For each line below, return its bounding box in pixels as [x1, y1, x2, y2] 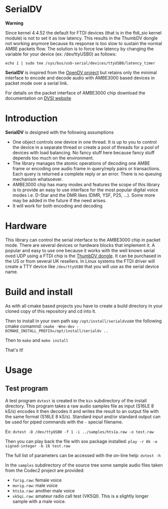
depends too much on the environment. [12, 155, 94, 161]
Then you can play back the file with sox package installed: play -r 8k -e [5, 438, 157, 444]
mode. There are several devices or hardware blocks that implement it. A [5, 242, 155, 248]
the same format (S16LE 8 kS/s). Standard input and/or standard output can [5, 413, 161, 419]
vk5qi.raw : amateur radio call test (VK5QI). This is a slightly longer [12, 493, 149, 499]
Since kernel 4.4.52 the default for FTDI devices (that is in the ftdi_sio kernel [5, 30, 161, 36]
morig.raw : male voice [12, 482, 58, 488]
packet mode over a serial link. [5, 80, 68, 86]
